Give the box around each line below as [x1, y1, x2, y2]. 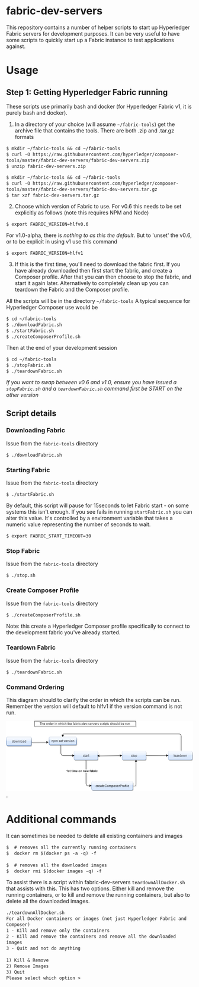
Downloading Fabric [6, 426, 65, 435]
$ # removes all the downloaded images [6, 862, 108, 868]
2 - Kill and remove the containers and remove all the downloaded [6, 934, 176, 939]
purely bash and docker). [6, 109, 68, 116]
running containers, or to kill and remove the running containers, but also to [6, 891, 191, 899]
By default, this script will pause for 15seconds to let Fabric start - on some [6, 502, 190, 509]
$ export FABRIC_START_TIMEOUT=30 [6, 533, 92, 539]
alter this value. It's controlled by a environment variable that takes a [6, 514, 173, 521]
